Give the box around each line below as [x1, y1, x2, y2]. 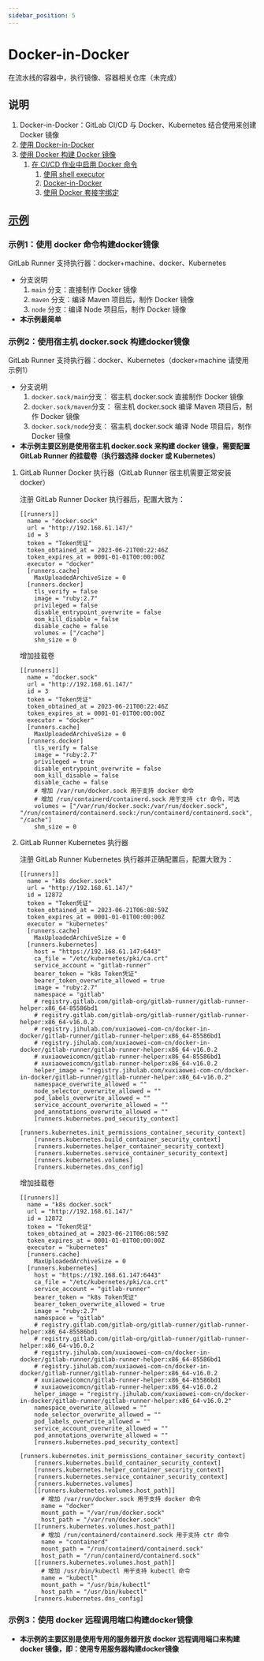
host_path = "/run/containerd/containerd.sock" [40, 1552, 200, 1560]
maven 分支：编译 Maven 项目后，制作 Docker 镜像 [31, 295, 195, 305]
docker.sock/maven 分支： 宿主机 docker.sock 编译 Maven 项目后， [31, 402, 246, 411]
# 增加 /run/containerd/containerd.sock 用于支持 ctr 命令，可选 [34, 795, 240, 803]
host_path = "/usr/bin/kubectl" [40, 1588, 147, 1596]
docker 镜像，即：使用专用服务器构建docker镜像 [19, 1644, 180, 1653]
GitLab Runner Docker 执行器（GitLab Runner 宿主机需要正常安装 [19, 468, 232, 477]
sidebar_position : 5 [8, 11, 76, 20]
